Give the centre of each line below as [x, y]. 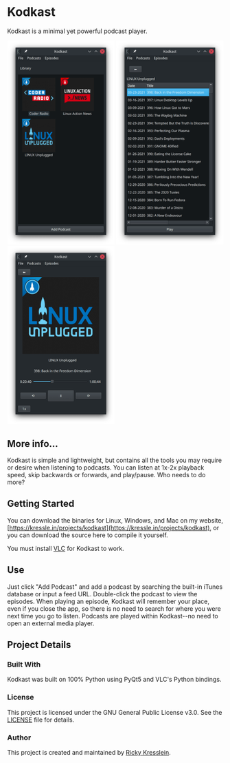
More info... [33, 444]
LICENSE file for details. [41, 720]
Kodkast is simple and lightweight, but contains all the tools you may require [114, 460]
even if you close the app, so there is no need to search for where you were [114, 608]
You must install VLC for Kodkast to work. [66, 548]
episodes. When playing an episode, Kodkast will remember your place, [108, 601]
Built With [24, 664]
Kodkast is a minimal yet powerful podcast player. [77, 31]
